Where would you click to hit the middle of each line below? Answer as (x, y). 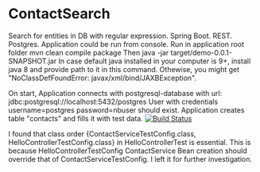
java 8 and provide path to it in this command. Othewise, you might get (124, 69)
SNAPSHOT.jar (33, 61)
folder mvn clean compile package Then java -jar (89, 52)
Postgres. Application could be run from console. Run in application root (126, 44)
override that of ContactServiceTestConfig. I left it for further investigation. (130, 159)
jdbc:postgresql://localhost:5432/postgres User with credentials (113, 101)
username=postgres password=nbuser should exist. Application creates (126, 110)
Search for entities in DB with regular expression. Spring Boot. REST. (120, 36)
